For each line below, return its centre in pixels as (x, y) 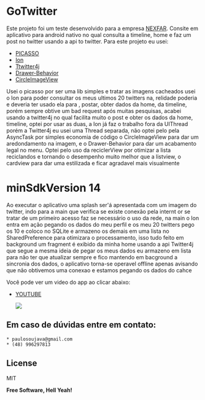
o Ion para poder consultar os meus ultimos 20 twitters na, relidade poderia (102, 98)
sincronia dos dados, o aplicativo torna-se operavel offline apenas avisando (102, 264)
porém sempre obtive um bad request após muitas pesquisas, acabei (94, 111)
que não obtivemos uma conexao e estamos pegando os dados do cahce (99, 270)
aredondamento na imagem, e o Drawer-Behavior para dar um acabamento (101, 143)
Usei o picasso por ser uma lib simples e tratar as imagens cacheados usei (101, 91)
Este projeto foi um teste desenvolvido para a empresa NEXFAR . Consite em (102, 28)
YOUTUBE (28, 294)
